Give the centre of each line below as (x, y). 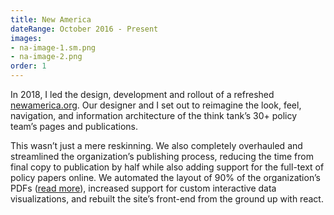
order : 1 (28, 66)
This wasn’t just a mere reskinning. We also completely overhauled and (156, 145)
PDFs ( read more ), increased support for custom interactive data (143, 188)
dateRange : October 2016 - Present (84, 29)
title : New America (51, 19)
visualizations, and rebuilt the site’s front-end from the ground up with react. (167, 199)
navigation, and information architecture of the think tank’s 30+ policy (154, 115)
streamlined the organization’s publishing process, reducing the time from (162, 156)
